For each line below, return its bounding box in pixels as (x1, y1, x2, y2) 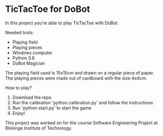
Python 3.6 (12, 55, 35, 61)
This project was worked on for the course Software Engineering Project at (5, 120, 158, 126)
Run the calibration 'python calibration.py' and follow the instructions (12, 99, 154, 105)
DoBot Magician (12, 60, 46, 66)
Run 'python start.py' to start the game (12, 105, 92, 111)
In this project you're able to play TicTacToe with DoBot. (5, 20, 119, 26)
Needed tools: (5, 29, 34, 35)
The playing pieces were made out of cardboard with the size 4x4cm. (5, 75, 147, 81)
